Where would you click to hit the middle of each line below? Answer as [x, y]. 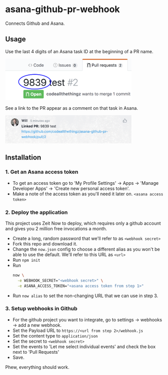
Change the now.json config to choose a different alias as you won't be [86, 249]
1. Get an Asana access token [42, 172]
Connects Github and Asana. [35, 23]
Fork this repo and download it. [45, 243]
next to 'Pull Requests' [36, 352]
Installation [23, 158]
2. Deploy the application [37, 212]
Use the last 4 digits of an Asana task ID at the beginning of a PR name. [79, 51]
